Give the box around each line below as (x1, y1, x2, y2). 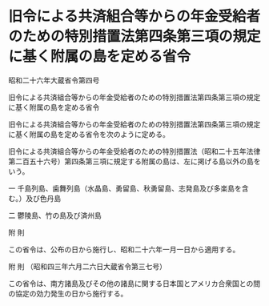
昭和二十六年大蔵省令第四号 (8, 75, 100, 85)
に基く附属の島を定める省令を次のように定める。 (8, 129, 170, 139)
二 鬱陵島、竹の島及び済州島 (8, 210, 102, 220)
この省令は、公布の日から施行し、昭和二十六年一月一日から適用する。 (8, 244, 240, 254)
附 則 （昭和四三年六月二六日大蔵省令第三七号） (8, 261, 167, 271)
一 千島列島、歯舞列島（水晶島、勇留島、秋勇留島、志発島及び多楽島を (8, 183, 242, 193)
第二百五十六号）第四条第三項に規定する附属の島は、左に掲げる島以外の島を (8, 156, 261, 166)
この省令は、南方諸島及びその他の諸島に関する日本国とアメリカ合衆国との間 (8, 278, 261, 288)
